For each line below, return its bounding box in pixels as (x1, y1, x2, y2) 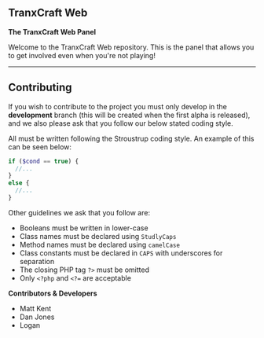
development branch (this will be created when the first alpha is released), (8, 110, 251, 119)
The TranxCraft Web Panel (8, 27, 97, 36)
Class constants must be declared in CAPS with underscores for (19, 248, 223, 258)
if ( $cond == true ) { (8, 157, 79, 165)
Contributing (8, 81, 72, 94)
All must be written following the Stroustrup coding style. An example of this (8, 134, 255, 143)
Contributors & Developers (8, 288, 97, 298)
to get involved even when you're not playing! (8, 50, 156, 60)
